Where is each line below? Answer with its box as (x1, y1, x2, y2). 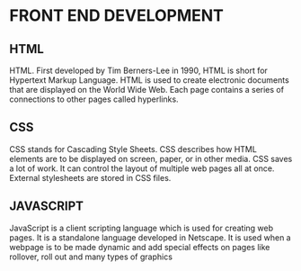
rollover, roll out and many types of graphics (9, 251, 173, 262)
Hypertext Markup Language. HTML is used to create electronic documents (9, 75, 289, 86)
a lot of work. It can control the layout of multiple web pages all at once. (9, 163, 275, 174)
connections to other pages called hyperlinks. (9, 94, 179, 104)
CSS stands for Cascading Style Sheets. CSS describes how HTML (9, 143, 258, 154)
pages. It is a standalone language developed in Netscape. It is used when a (9, 231, 291, 243)
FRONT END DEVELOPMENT (9, 5, 225, 26)
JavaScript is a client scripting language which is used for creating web (9, 222, 274, 233)
